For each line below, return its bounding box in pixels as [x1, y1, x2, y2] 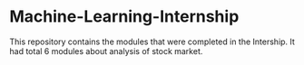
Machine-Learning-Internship [9, 6, 240, 27]
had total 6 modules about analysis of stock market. [9, 45, 203, 56]
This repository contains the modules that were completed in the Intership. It [9, 36, 295, 47]
